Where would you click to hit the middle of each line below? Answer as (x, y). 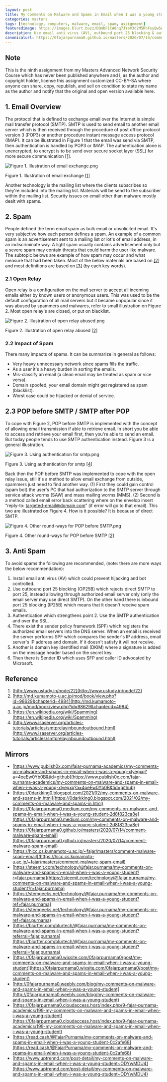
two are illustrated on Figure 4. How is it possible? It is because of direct (79, 511)
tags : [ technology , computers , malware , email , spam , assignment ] (75, 24)
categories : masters (27, 19)
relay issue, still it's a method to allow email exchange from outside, (74, 479)
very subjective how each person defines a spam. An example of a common (83, 234)
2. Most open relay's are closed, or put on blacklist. (58, 311)
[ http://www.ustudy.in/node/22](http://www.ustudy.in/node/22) (77, 691)
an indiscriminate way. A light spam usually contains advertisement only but (83, 245)
